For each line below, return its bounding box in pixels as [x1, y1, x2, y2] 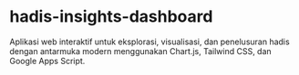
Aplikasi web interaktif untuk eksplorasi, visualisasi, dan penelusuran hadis [9, 36, 290, 47]
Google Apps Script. [9, 55, 86, 66]
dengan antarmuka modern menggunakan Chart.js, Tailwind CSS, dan [9, 45, 272, 56]
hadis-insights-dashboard [9, 6, 213, 27]
